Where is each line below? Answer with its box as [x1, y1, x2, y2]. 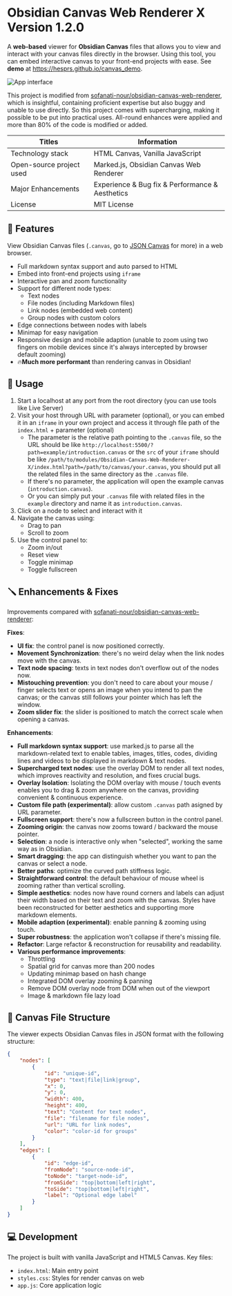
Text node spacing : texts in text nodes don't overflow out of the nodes [17, 664, 220, 672]
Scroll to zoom [27, 528, 69, 537]
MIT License [93, 199, 134, 209]
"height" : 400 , [43, 1102, 88, 1109]
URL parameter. [17, 808, 62, 817]
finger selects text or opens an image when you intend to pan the [17, 686, 203, 694]
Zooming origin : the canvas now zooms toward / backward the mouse [17, 823, 218, 831]
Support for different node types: [17, 284, 112, 292]
